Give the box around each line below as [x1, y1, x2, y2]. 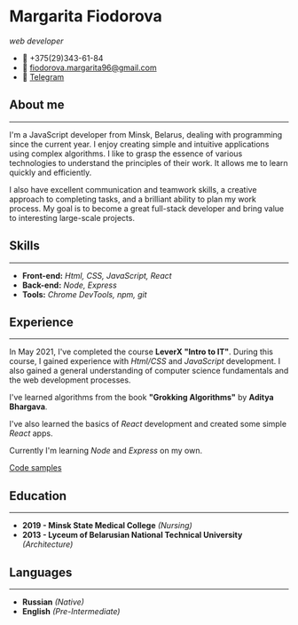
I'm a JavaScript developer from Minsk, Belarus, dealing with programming [9, 129, 283, 139]
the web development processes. [9, 375, 131, 385]
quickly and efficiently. [9, 167, 92, 178]
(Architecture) [21, 539, 74, 550]
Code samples [9, 463, 62, 473]
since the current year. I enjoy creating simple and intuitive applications [9, 138, 270, 149]
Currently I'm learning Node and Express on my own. [9, 446, 202, 456]
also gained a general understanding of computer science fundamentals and [9, 366, 289, 376]
